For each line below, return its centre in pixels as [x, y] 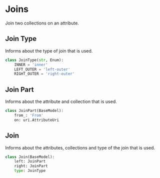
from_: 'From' [29, 115]
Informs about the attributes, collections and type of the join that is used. [80, 147]
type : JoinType [30, 171]
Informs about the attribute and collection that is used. [61, 101]
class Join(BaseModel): [30, 157]
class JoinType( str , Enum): [34, 60]
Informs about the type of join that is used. [49, 50]
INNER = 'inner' [31, 64]
